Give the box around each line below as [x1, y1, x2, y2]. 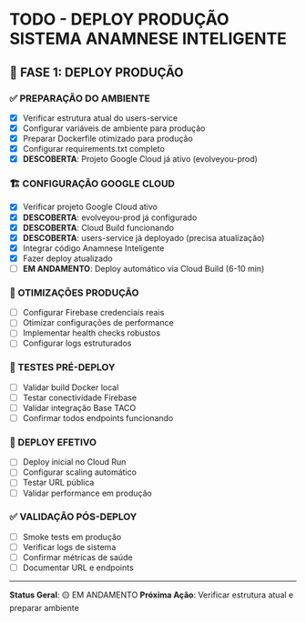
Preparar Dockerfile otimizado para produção [22, 133, 193, 144]
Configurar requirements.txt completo [22, 144, 166, 155]
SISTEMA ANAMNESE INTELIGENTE [9, 28, 287, 49]
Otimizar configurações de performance [22, 317, 175, 328]
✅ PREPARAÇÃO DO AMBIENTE [9, 92, 150, 105]
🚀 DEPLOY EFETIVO [9, 436, 97, 448]
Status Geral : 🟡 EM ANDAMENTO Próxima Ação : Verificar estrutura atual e [9, 589, 294, 600]
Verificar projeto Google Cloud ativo [22, 201, 158, 213]
